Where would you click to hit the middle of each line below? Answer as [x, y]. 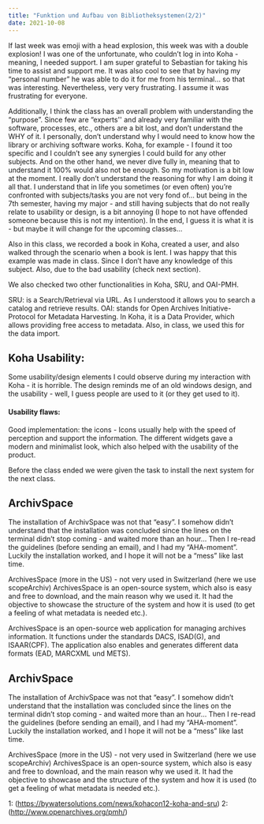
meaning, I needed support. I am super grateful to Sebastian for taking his [128, 62]
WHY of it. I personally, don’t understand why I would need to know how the [132, 136]
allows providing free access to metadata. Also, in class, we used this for [126, 325]
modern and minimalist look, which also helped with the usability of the [123, 446]
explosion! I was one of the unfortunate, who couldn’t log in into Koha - [123, 54]
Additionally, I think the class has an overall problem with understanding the [131, 111]
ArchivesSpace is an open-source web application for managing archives [127, 628]
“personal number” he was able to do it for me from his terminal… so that [126, 79]
